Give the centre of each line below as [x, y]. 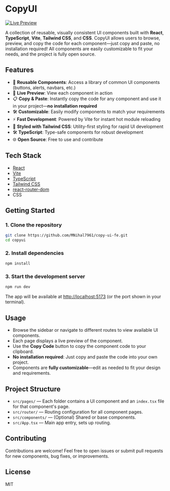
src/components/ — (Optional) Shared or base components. [74, 417]
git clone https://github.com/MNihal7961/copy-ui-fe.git [67, 236]
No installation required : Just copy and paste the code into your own [85, 357]
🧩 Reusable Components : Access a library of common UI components [86, 82]
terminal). [15, 302]
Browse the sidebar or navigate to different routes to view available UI [85, 330]
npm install [18, 263]
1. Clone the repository [34, 225]
